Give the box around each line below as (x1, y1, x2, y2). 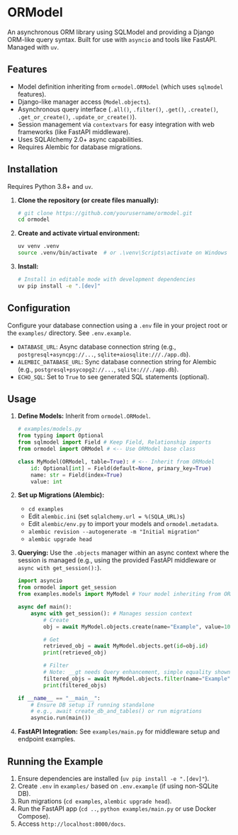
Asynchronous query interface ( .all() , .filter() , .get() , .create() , (17, 104, 218, 114)
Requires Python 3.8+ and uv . (7, 182, 93, 190)
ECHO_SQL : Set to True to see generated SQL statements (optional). (17, 372, 210, 381)
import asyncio (17, 577, 63, 584)
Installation (7, 163, 58, 175)
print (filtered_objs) (43, 682, 108, 689)
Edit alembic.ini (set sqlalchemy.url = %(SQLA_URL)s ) (28, 512, 186, 520)
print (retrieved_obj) (43, 649, 108, 657)
